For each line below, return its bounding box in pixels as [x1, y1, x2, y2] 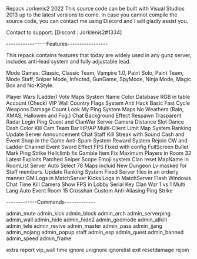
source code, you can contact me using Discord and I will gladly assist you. [6, 18, 189, 24]
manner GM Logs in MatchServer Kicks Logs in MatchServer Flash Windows [6, 175, 191, 181]
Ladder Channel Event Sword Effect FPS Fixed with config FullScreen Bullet [6, 144, 189, 150]
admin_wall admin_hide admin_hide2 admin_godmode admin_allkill [6, 216, 168, 223]
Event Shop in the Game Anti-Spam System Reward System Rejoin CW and [6, 137, 188, 144]
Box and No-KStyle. [6, 82, 54, 89]
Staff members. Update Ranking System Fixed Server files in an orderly [6, 168, 179, 175]
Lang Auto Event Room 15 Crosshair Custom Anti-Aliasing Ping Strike [6, 187, 173, 194]
